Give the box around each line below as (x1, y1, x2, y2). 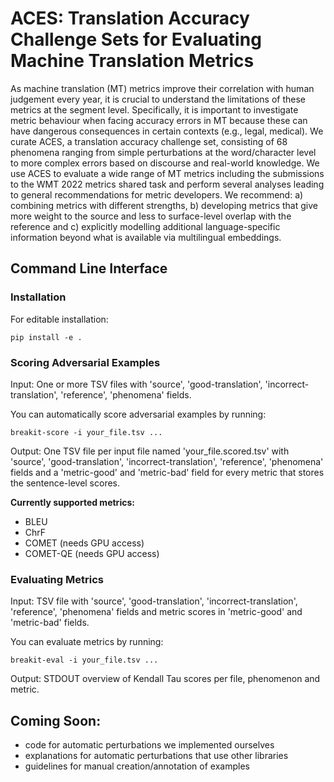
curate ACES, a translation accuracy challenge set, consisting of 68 (10, 135, 288, 147)
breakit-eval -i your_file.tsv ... (10, 655, 159, 666)
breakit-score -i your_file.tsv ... (10, 427, 163, 437)
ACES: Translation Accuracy (10, 7, 250, 30)
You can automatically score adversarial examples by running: (10, 408, 267, 420)
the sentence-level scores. (10, 477, 121, 489)
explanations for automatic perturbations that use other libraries (24, 750, 289, 762)
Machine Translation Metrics (10, 50, 255, 72)
